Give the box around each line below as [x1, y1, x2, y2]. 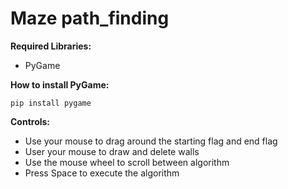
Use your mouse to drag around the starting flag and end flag [24, 135, 278, 147]
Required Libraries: [10, 40, 92, 52]
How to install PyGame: [10, 78, 110, 91]
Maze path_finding [10, 7, 170, 30]
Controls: [10, 115, 51, 127]
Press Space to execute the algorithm [24, 167, 180, 179]
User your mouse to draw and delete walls [24, 145, 200, 157]
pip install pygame [10, 98, 92, 108]
